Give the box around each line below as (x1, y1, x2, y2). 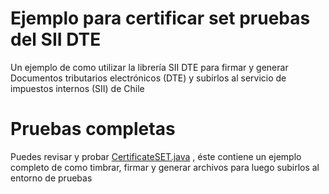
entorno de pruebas (10, 172, 93, 184)
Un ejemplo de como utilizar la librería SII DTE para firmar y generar (10, 61, 289, 73)
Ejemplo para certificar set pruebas (10, 7, 311, 30)
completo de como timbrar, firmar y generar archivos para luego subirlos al (10, 161, 320, 173)
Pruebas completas (10, 118, 176, 141)
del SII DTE (10, 28, 102, 51)
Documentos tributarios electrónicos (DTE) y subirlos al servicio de (10, 72, 287, 84)
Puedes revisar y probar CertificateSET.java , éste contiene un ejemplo (10, 150, 302, 162)
